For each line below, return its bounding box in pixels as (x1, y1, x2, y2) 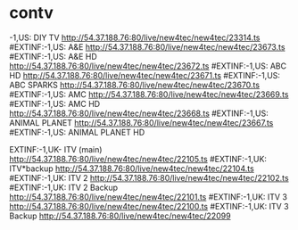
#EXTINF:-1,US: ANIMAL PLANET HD (9, 127, 145, 137)
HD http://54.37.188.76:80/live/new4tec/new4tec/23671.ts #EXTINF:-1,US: (9, 70, 281, 80)
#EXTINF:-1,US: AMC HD (9, 98, 101, 109)
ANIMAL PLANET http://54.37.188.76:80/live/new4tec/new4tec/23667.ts (9, 117, 274, 127)
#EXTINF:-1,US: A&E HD (9, 51, 97, 62)
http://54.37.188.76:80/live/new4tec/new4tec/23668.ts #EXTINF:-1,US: (9, 108, 269, 119)
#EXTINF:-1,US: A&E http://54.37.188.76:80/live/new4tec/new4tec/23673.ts (9, 41, 286, 52)
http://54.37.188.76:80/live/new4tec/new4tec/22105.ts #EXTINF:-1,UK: (9, 153, 268, 164)
